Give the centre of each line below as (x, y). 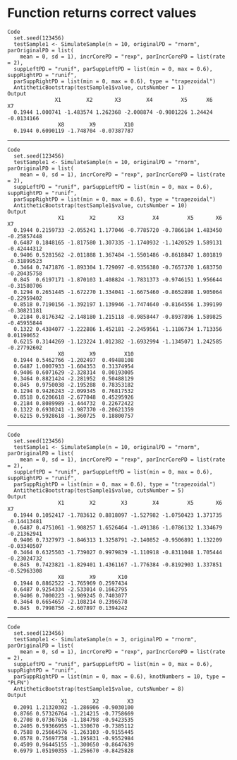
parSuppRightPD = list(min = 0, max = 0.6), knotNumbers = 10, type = (120, 677)
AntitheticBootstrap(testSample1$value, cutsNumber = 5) (99, 490)
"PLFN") (19, 683)
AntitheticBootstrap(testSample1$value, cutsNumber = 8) (99, 689)
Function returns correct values (102, 13)
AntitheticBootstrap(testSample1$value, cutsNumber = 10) (101, 205)
